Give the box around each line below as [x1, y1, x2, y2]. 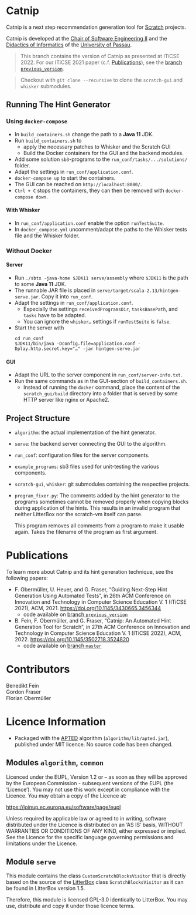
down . [36, 193, 48, 200]
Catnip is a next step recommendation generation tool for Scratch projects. [6, 23, 187, 31]
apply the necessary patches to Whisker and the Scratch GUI [23, 143, 171, 150]
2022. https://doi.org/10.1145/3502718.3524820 [14, 635, 130, 642]
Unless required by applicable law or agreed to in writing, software [6, 815, 167, 822]
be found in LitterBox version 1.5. [6, 885, 85, 892]
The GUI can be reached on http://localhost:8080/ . [14, 180, 142, 187]
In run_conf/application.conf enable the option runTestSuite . [14, 219, 164, 227]
